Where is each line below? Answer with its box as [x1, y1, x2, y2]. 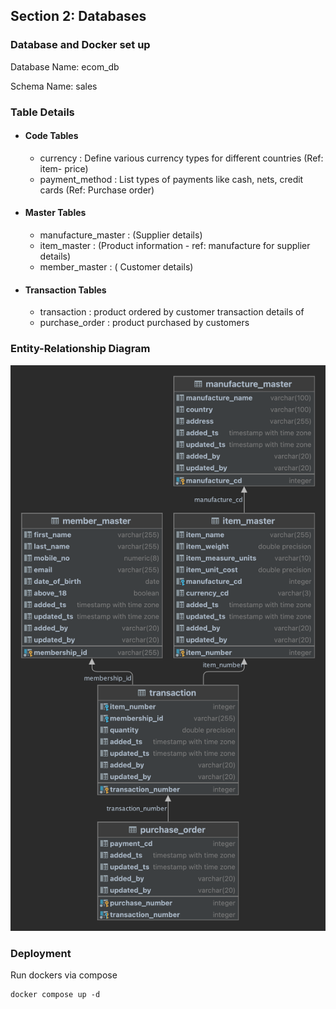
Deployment [10, 946, 72, 960]
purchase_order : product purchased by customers [39, 317, 250, 329]
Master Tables [24, 207, 87, 219]
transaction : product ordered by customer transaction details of [39, 306, 305, 318]
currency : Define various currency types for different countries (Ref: [39, 152, 324, 164]
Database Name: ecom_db [10, 60, 120, 73]
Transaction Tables [24, 284, 107, 296]
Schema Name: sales [10, 80, 98, 92]
